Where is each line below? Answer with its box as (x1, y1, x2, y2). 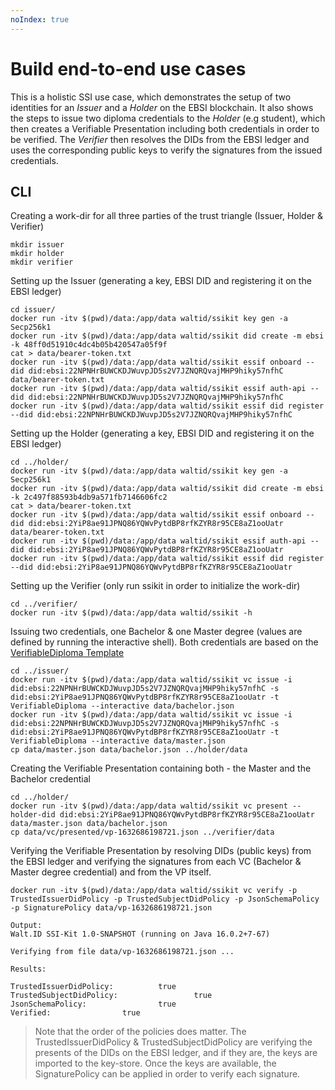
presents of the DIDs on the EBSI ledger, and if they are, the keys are (34, 1047, 318, 1059)
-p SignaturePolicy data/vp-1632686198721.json (10, 903, 213, 913)
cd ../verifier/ (10, 599, 78, 610)
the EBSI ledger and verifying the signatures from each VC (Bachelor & (10, 856, 302, 868)
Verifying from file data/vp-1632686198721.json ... (10, 947, 235, 957)
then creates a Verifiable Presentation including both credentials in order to (10, 122, 320, 135)
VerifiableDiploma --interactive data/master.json (10, 736, 226, 746)
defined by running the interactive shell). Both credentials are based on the (10, 636, 319, 648)
